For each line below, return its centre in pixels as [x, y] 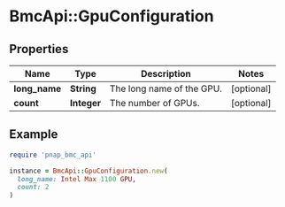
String [83, 88]
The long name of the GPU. [166, 88]
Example [34, 134]
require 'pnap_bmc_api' [53, 155]
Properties [39, 49]
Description [166, 74]
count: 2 [33, 188]
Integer [85, 103]
